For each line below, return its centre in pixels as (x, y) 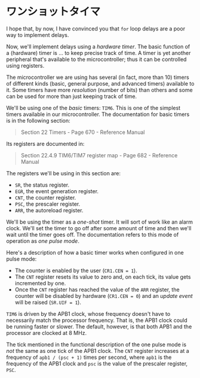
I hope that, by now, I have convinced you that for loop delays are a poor (96, 28)
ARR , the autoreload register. (49, 210)
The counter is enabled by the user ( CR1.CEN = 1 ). (76, 270)
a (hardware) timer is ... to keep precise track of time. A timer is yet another (99, 53)
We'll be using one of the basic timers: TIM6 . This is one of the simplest (93, 108)
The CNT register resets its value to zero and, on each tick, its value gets (103, 277)
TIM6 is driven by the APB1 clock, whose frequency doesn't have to (88, 313)
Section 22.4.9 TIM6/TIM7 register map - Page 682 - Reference (99, 155)
